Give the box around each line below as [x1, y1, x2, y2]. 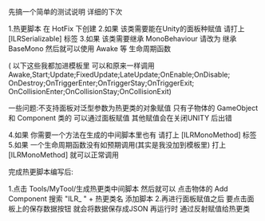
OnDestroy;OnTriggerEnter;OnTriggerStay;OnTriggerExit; [8, 78, 195, 88]
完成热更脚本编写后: [8, 167, 74, 176]
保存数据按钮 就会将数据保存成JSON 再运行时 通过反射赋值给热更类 [29, 204, 251, 213]
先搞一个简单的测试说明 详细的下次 [8, 7, 122, 16]
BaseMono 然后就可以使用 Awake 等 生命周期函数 [8, 44, 172, 53]
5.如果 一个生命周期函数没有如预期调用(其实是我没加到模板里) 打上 [8, 140, 227, 149]
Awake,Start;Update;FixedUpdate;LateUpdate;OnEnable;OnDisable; [8, 70, 231, 79]
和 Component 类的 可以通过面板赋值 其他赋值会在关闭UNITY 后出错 [8, 113, 233, 122]
